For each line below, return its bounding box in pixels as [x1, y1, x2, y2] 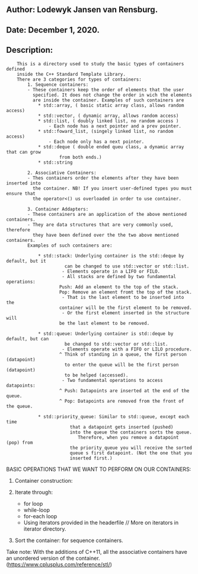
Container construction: [14, 477, 73, 484]
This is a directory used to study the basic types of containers [17, 60, 184, 67]
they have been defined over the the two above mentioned [32, 232, 179, 238]
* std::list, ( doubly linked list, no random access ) [37, 118, 179, 124]
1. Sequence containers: [27, 81, 89, 88]
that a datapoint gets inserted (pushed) [69, 424, 174, 430]
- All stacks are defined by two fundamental [62, 273, 177, 279]
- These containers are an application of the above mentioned [27, 211, 187, 217]
